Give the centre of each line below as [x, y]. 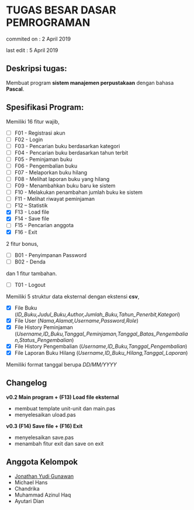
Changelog [27, 383]
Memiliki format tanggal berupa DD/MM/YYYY [61, 365]
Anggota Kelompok [42, 462]
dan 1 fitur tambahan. [32, 273]
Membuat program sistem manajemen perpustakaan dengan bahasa [90, 83]
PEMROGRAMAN [48, 23]
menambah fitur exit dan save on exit [59, 443]
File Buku [26, 307]
